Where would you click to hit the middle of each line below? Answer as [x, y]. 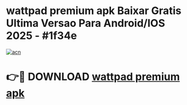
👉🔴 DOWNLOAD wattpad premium [93, 77]
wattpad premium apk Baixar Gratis [94, 11]
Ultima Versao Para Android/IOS [86, 23]
